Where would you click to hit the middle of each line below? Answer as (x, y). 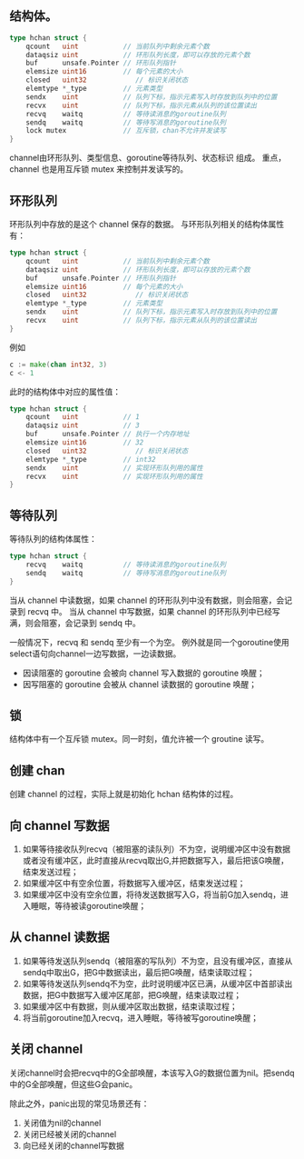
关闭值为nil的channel (62, 1123)
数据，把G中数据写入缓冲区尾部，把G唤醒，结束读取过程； (132, 994)
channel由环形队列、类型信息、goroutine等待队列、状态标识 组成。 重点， (148, 158)
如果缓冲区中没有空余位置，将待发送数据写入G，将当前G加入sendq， (152, 894)
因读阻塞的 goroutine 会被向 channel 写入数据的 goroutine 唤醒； (143, 673)
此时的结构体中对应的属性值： (65, 391)
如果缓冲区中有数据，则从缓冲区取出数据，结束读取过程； (130, 1006)
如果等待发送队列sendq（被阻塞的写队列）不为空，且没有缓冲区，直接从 (157, 961)
